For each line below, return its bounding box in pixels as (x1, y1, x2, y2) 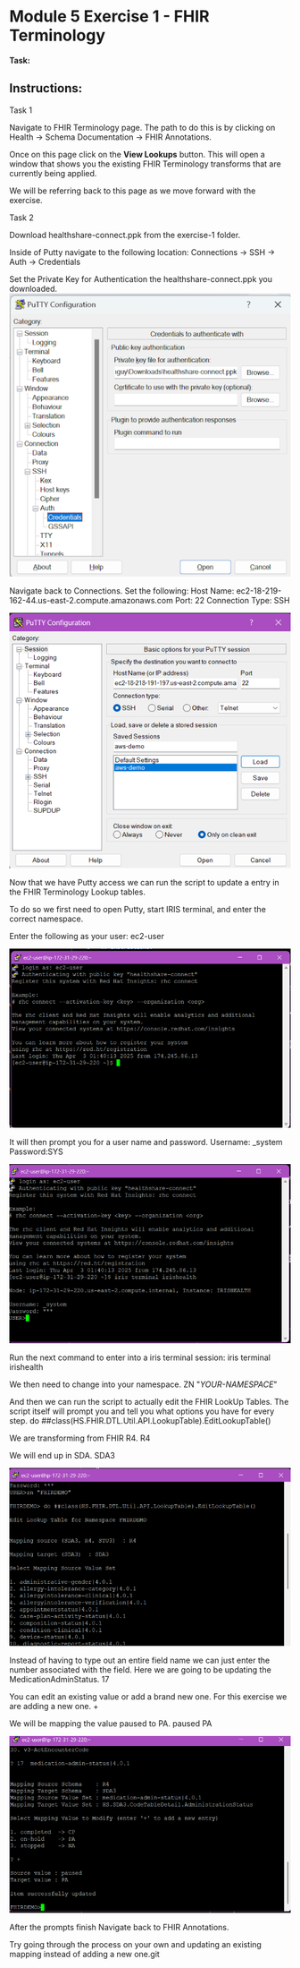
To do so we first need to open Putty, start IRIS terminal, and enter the (9, 904, 266, 915)
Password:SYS (9, 1146, 64, 1157)
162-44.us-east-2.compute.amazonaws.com (9, 595, 174, 605)
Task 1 (9, 105, 33, 116)
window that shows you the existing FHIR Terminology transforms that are (9, 158, 281, 169)
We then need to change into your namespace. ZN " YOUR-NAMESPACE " (9, 1379, 278, 1390)
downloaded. (9, 283, 58, 294)
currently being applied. (9, 167, 97, 178)
